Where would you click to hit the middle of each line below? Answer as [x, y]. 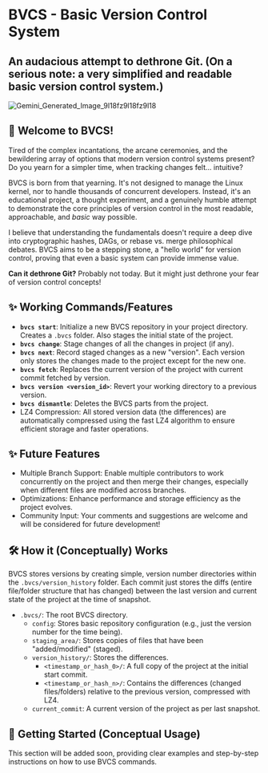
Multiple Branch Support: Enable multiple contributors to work [122, 473]
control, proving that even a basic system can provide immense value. [124, 257]
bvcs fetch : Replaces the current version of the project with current [131, 369]
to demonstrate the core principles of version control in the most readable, [131, 208]
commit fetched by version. [65, 378]
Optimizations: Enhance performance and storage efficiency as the [130, 499]
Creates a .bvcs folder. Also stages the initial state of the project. [126, 335]
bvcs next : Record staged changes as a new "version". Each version [132, 352]
